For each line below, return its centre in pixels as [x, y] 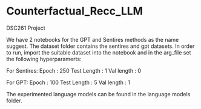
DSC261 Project [26, 28]
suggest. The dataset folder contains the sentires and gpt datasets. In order [100, 46]
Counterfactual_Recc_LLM [75, 11]
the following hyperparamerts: [44, 59]
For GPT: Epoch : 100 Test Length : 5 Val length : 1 [68, 82]
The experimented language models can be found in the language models [98, 94]
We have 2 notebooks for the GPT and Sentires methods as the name [93, 39]
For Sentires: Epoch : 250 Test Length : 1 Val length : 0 [74, 70]
